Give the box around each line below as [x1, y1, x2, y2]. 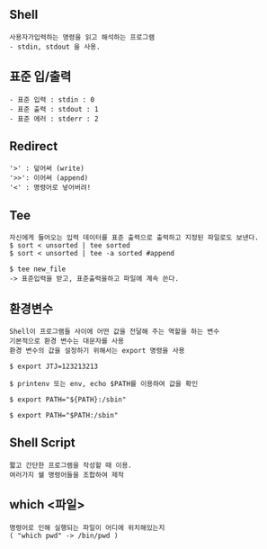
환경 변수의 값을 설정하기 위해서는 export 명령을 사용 [9, 346, 185, 355]
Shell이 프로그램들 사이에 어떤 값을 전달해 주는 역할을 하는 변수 [9, 328, 220, 337]
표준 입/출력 [9, 69, 72, 85]
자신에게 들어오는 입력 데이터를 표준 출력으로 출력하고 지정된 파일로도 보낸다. [9, 233, 259, 242]
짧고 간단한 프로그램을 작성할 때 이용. [9, 461, 132, 470]
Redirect [9, 139, 58, 154]
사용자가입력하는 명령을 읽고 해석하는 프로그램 [9, 32, 156, 41]
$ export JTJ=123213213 [9, 362, 99, 372]
